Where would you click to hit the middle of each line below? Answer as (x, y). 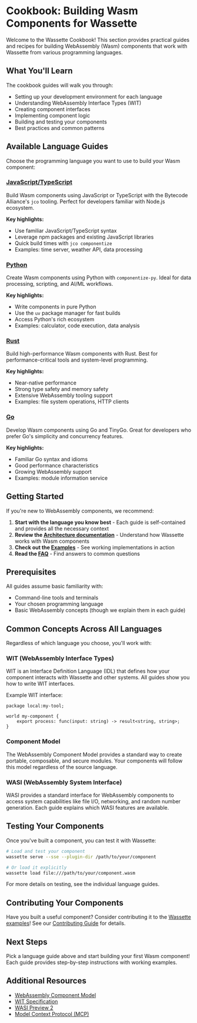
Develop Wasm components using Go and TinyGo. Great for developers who (99, 430)
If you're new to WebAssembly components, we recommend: (80, 511)
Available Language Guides (57, 147)
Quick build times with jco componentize (63, 243)
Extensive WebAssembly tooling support (64, 395)
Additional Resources (46, 981)
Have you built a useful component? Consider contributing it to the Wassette (98, 917)
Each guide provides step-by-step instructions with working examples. (92, 962)
